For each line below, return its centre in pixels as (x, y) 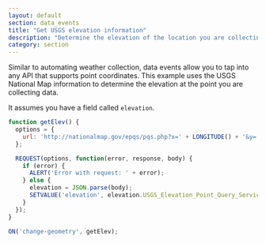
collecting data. (34, 92)
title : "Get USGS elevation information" (78, 30)
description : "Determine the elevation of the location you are (116, 37)
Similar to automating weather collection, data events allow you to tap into (129, 67)
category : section (38, 45)
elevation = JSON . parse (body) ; (81, 188)
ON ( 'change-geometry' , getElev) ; (63, 231)
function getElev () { (44, 122)
